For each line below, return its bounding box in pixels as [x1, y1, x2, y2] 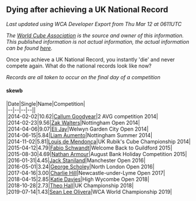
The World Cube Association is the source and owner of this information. [6, 32, 184, 39]
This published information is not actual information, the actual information [6, 38, 190, 45]
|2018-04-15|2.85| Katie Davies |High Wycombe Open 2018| [6, 176, 149, 183]
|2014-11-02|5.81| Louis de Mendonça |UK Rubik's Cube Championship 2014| [6, 138, 191, 145]
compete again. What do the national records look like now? [6, 62, 152, 69]
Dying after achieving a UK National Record [6, 5, 168, 15]
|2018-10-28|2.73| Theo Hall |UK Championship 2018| [6, 182, 134, 189]
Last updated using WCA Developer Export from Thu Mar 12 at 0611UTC [6, 20, 182, 27]
